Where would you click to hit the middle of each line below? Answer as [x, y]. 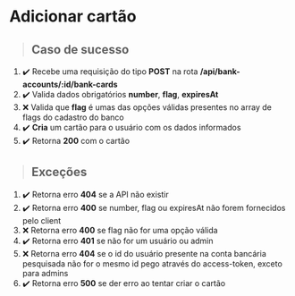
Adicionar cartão [73, 17]
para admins [45, 273]
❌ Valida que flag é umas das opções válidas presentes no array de [147, 107]
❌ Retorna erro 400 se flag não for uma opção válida [120, 230]
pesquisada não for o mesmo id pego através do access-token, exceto [152, 263]
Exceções [59, 172]
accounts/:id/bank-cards [70, 84]
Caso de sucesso [80, 50]
